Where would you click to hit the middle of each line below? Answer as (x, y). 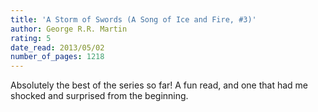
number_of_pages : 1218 (57, 57)
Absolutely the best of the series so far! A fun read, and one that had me (159, 85)
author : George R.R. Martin (69, 29)
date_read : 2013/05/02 (57, 47)
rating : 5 (31, 38)
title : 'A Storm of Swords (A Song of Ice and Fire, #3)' (133, 19)
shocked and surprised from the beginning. (99, 96)
